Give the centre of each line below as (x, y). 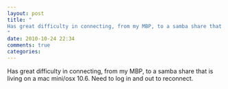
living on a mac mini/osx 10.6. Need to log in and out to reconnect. (100, 78)
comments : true (29, 45)
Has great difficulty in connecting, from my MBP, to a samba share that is (110, 71)
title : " (20, 20)
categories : (24, 52)
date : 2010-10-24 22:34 (41, 39)
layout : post (26, 13)
